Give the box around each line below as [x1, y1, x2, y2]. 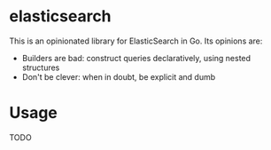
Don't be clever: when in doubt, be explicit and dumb [21, 71, 216, 82]
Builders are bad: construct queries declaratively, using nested [21, 52, 251, 63]
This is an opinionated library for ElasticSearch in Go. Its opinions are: [9, 36, 263, 46]
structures [21, 62, 60, 73]
